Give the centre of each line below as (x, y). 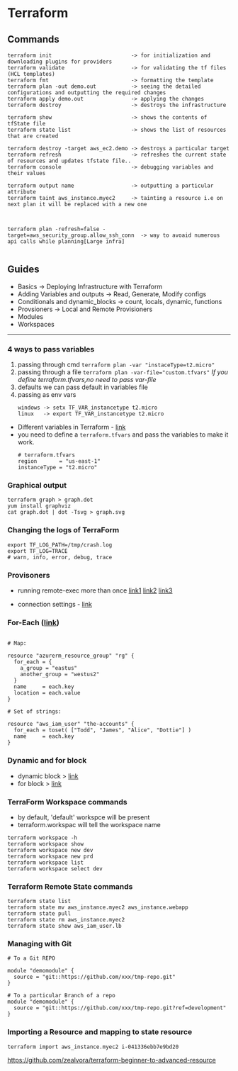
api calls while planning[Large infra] (66, 242)
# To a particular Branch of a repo (61, 996)
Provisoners (29, 575)
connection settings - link (55, 604)
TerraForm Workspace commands (67, 802)
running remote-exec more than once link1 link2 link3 (95, 590)
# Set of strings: (34, 712)
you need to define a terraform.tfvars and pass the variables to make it (123, 434)
